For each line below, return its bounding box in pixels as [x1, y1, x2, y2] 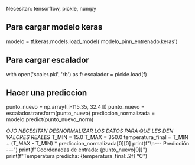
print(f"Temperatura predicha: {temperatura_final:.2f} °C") [6, 153, 148, 160]
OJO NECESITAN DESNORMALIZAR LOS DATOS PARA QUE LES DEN [6, 127, 174, 135]
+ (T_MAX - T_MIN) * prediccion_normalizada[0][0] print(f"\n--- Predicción [6, 140, 190, 147]
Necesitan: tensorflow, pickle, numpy [6, 5, 96, 12]
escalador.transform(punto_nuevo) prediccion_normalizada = [6, 109, 155, 117]
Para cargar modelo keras [6, 22, 103, 32]
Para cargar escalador [6, 55, 90, 65]
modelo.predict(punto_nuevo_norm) [6, 116, 94, 123]
